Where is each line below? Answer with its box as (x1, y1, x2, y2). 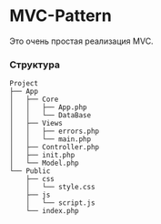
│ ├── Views (9, 119, 64, 128)
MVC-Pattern (9, 5, 112, 26)
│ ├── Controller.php (9, 143, 100, 152)
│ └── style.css (25, 183, 96, 192)
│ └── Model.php (9, 158, 79, 168)
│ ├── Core (9, 95, 59, 105)
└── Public (9, 167, 51, 176)
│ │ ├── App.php (9, 103, 88, 112)
